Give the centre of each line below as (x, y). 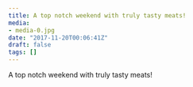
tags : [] (23, 52)
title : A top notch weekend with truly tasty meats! (97, 15)
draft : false (30, 45)
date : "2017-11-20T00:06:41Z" (58, 38)
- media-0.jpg (32, 30)
